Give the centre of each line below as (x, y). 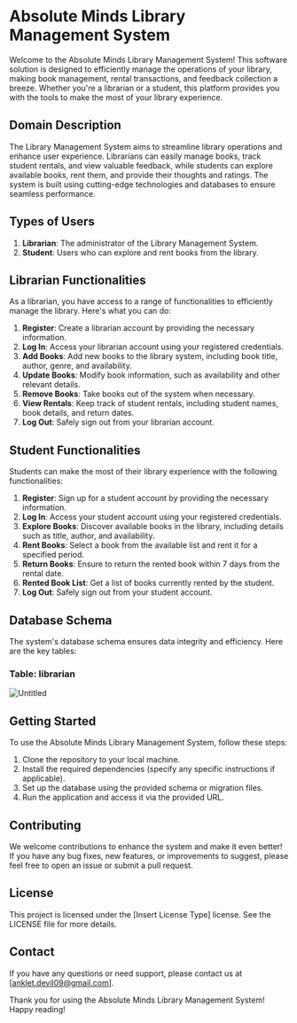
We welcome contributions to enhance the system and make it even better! (146, 846)
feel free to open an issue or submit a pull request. (101, 865)
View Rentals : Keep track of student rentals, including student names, (150, 403)
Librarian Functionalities (78, 280)
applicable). (43, 778)
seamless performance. (52, 193)
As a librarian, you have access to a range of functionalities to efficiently (141, 301)
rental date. (43, 574)
